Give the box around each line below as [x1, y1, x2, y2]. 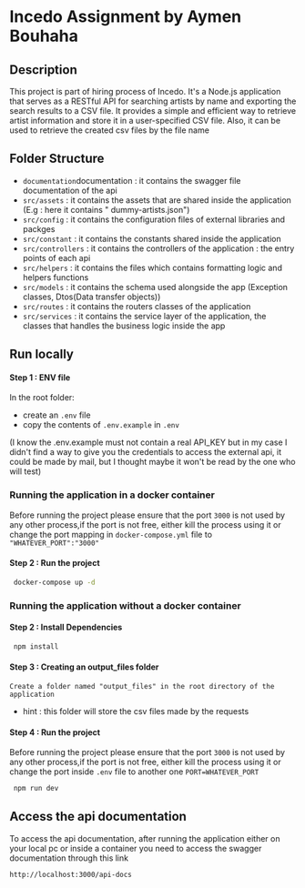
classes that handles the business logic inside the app [22, 320, 226, 331]
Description [9, 62, 77, 77]
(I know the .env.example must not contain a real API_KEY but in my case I [9, 437, 288, 448]
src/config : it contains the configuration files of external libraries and [22, 214, 285, 225]
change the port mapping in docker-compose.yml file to [9, 529, 212, 540]
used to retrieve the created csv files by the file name [9, 125, 209, 136]
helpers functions [22, 271, 89, 283]
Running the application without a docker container [9, 599, 241, 611]
